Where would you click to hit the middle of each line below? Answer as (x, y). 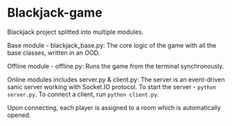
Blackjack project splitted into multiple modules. (75, 32)
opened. (19, 115)
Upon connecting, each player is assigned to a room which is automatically (114, 107)
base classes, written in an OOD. (54, 53)
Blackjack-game (55, 13)
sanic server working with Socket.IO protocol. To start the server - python (112, 87)
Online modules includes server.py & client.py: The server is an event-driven (116, 79)
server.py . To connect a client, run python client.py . (83, 94)
